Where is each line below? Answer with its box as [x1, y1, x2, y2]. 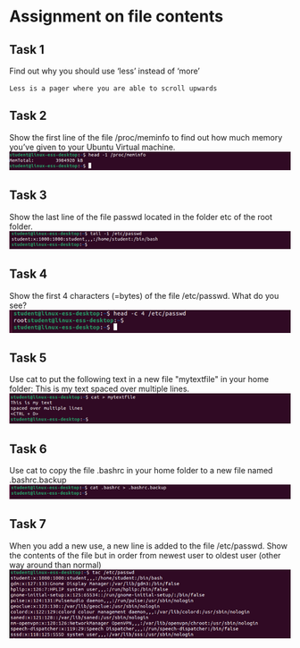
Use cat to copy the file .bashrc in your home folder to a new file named [9, 465, 273, 475]
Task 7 [9, 516, 46, 532]
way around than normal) [9, 559, 102, 570]
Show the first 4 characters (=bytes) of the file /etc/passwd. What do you [9, 290, 279, 301]
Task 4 [9, 267, 47, 282]
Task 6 [9, 441, 47, 456]
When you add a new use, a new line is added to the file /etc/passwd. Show [9, 540, 288, 551]
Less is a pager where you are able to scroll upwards [9, 84, 218, 93]
